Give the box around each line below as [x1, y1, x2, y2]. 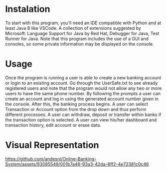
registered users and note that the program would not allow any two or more [5, 85, 162, 91]
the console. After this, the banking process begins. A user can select [5, 101, 149, 107]
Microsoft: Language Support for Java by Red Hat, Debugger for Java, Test [5, 30, 160, 36]
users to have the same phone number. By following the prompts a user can [5, 90, 161, 96]
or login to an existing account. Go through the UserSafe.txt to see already [5, 80, 158, 86]
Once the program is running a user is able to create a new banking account [5, 74, 162, 80]
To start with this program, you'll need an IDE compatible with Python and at [5, 20, 162, 26]
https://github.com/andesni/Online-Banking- [5, 156, 97, 162]
